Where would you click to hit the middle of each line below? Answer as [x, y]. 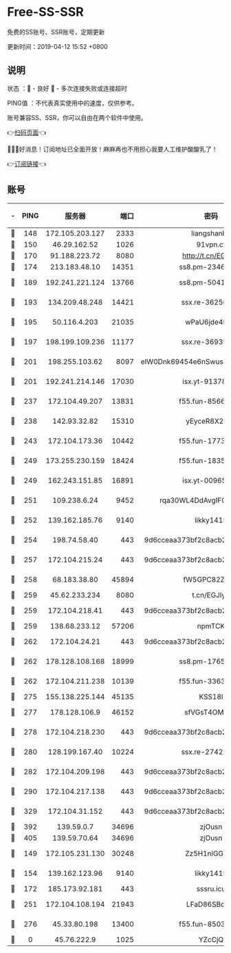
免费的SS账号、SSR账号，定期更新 [56, 32]
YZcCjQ [211, 939]
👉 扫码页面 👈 [27, 132]
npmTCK [211, 626]
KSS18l [211, 697]
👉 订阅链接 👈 [27, 163]
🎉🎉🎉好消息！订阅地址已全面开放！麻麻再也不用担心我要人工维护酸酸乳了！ [112, 149]
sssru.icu [211, 888]
